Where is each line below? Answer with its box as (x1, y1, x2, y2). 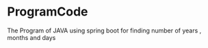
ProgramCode (7, 4, 88, 20)
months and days (7, 33, 56, 41)
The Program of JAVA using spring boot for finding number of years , (7, 26, 202, 34)
